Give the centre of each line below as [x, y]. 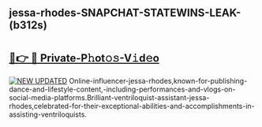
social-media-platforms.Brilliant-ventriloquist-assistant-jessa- [109, 97]
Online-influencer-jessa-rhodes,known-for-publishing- [158, 81]
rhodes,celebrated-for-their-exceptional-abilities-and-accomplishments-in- [132, 106]
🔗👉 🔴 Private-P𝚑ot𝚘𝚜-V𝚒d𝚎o [84, 58]
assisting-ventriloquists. [48, 114]
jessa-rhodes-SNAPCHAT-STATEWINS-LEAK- [125, 13]
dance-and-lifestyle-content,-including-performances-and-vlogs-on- [122, 89]
